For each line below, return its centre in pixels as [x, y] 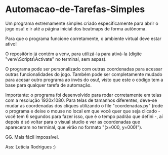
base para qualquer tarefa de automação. [49, 85]
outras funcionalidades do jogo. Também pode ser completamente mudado [84, 74]
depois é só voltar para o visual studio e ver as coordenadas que [73, 122]
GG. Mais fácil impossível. [32, 137]
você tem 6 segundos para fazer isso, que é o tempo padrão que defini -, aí [84, 116]
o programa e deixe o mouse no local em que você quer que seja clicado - [83, 111]
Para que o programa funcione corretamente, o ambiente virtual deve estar [83, 38]
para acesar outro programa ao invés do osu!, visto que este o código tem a [84, 80]
